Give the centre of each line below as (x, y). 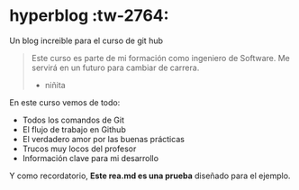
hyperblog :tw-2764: (89, 16)
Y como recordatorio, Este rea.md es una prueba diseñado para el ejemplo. (150, 176)
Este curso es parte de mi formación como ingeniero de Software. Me (160, 58)
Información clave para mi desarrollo (91, 158)
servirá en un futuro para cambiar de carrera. (115, 68)
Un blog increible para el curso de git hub (86, 41)
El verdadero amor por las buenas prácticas (103, 139)
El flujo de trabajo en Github (74, 129)
